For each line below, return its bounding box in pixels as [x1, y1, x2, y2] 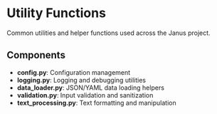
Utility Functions [6, 5, 106, 21]
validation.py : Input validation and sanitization [16, 90, 154, 99]
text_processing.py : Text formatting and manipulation [16, 98, 176, 107]
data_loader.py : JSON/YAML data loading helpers [16, 83, 165, 92]
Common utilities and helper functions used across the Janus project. [6, 28, 211, 37]
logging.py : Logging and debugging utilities [16, 76, 147, 84]
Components [6, 49, 65, 61]
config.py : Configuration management [16, 68, 131, 76]
